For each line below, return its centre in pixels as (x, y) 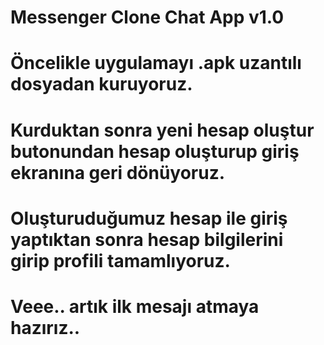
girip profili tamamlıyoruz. (120, 260)
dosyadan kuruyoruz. (101, 84)
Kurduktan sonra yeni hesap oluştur (162, 130)
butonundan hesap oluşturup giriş (155, 151)
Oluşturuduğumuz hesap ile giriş (149, 218)
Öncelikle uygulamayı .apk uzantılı (156, 63)
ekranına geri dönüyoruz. (118, 172)
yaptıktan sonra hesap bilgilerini (147, 239)
